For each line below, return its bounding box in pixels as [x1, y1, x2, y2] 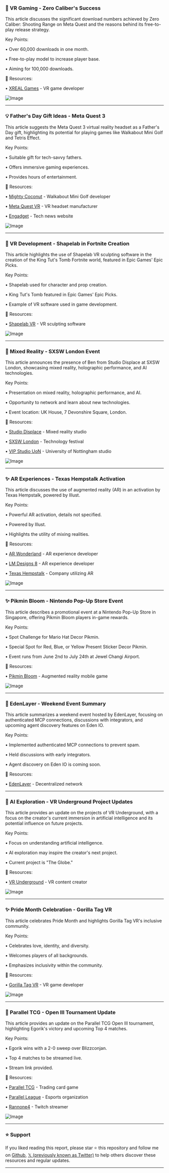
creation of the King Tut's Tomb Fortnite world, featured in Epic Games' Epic [5, 257, 163, 263]
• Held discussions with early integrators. [5, 752, 92, 758]
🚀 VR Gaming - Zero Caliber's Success [5, 5, 101, 12]
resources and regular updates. [5, 1157, 70, 1163]
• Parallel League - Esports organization [5, 1094, 89, 1100]
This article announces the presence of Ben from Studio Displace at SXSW [5, 359, 160, 365]
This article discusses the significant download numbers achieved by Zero [5, 16, 159, 22]
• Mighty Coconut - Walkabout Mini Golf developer [5, 193, 111, 199]
